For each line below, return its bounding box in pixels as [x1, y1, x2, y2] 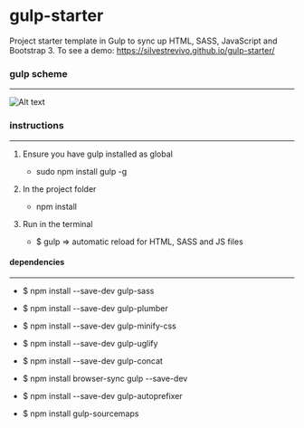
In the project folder [22, 183, 97, 195]
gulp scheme [9, 67, 68, 80]
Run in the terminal [22, 218, 93, 229]
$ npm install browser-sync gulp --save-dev [22, 373, 188, 384]
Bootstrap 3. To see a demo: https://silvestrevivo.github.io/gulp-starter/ [9, 44, 275, 55]
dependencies [9, 257, 65, 268]
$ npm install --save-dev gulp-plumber [22, 302, 169, 313]
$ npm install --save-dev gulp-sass [22, 285, 155, 296]
